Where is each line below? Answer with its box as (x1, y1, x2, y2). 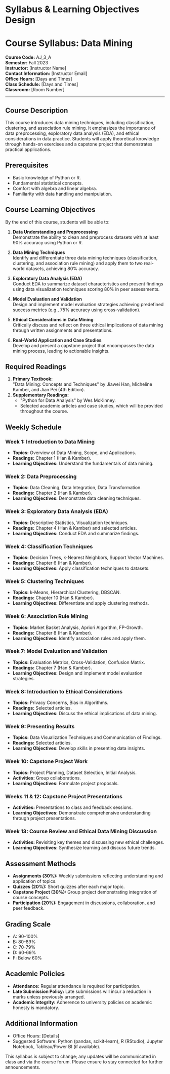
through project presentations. (12, 815, 76, 822)
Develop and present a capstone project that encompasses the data (12, 342, 154, 348)
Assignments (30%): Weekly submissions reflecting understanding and (12, 873, 163, 879)
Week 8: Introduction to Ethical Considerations (5, 688, 123, 695)
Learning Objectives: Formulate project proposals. (12, 780, 119, 786)
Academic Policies (5, 970, 65, 978)
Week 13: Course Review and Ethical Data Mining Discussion (5, 828, 157, 835)
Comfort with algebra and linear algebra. (12, 185, 97, 191)
